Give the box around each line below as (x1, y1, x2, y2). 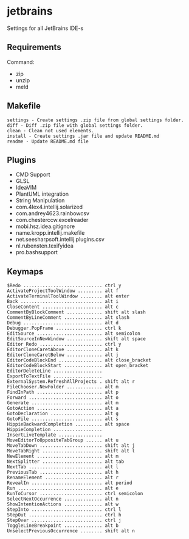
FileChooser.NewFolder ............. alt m (7, 384, 119, 390)
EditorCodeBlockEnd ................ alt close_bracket (7, 357, 151, 363)
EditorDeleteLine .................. (7, 368, 103, 374)
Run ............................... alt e (7, 485, 119, 491)
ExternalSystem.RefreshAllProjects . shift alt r (7, 379, 136, 385)
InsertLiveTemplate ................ (7, 432, 103, 438)
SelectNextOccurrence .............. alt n (7, 496, 119, 502)
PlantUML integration (15, 190, 69, 198)
